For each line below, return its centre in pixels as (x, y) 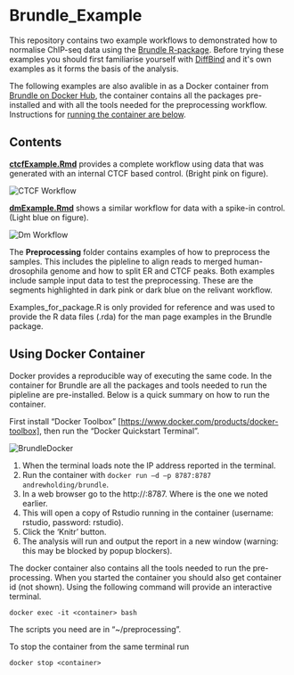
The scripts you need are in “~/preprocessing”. (95, 629)
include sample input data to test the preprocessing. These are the (131, 280)
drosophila (29, 271)
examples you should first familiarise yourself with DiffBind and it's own (140, 59)
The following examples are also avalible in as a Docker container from (139, 86)
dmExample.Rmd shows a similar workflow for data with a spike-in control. (147, 208)
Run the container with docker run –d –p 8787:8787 (117, 474)
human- (248, 261)
